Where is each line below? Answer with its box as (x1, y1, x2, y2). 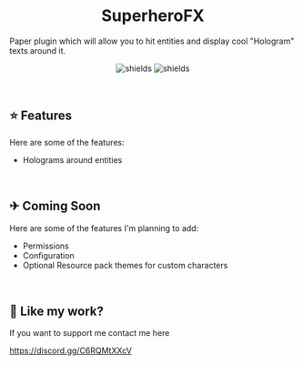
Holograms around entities (22, 154, 123, 165)
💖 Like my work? (9, 303, 105, 319)
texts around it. (9, 45, 66, 56)
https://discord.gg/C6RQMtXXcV (9, 345, 132, 356)
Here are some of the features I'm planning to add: (9, 222, 199, 233)
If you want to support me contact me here (9, 328, 170, 339)
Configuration (22, 249, 75, 260)
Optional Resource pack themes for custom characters (22, 259, 228, 270)
